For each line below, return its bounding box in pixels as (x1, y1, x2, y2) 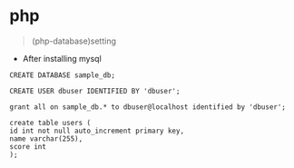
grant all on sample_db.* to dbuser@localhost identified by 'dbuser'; (9, 102, 286, 112)
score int (9, 142, 47, 151)
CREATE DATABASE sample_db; (9, 70, 116, 80)
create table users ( (9, 118, 92, 127)
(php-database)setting (31, 35, 116, 46)
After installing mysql (22, 53, 102, 64)
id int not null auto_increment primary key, (9, 126, 184, 135)
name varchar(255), (9, 133, 83, 143)
